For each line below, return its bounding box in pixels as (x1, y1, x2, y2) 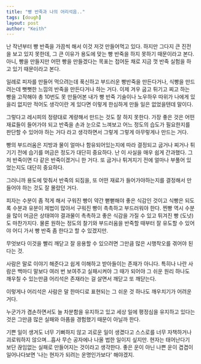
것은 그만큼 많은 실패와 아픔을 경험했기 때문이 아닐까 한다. (6, 316, 141, 323)
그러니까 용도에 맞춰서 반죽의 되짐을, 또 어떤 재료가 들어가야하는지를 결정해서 (6, 177, 186, 184)
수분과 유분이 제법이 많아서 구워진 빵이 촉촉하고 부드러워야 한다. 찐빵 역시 (12, 205, 184, 212)
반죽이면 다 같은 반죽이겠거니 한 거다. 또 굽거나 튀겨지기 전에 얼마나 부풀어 (12, 156, 185, 164)
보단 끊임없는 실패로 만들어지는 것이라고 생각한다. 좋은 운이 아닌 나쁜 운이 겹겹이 (6, 344, 194, 351)
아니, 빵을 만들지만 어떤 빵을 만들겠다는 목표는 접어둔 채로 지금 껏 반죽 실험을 (6, 58, 185, 65)
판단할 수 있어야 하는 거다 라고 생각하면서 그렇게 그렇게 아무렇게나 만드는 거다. (6, 129, 189, 136)
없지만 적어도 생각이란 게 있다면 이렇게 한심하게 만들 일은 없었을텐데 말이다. (17, 100, 194, 108)
